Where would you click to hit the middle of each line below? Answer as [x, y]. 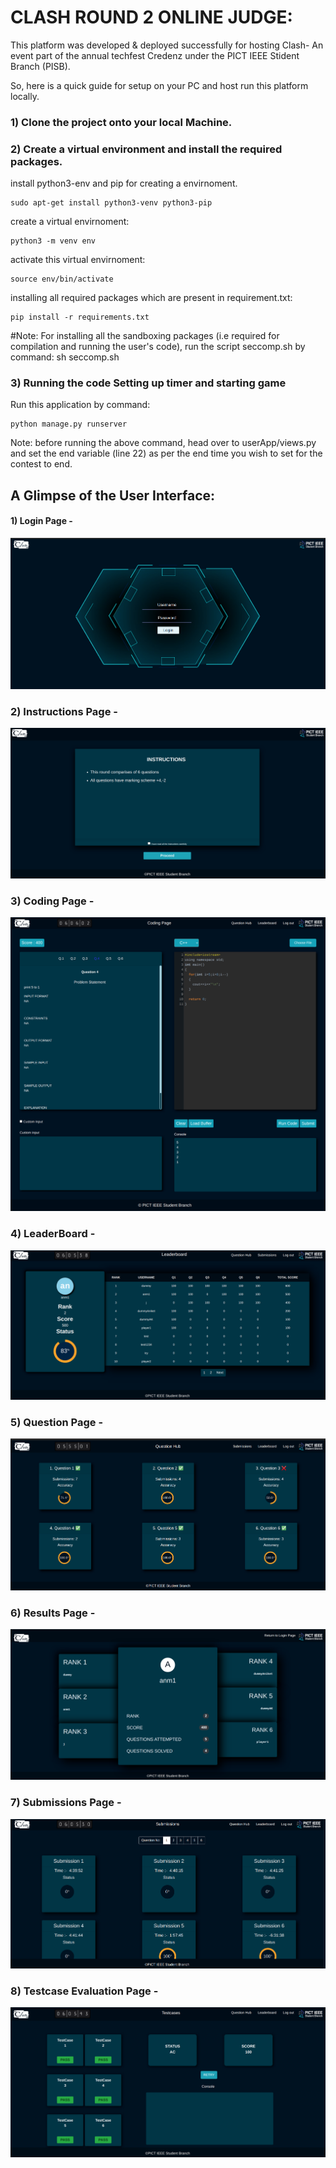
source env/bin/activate [62, 279]
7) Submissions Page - [66, 1803]
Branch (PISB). [40, 66]
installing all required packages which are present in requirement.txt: [151, 298]
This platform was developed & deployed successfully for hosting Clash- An [167, 45]
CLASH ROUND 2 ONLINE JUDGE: [151, 17]
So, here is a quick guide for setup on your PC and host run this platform [159, 85]
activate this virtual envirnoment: [78, 260]
